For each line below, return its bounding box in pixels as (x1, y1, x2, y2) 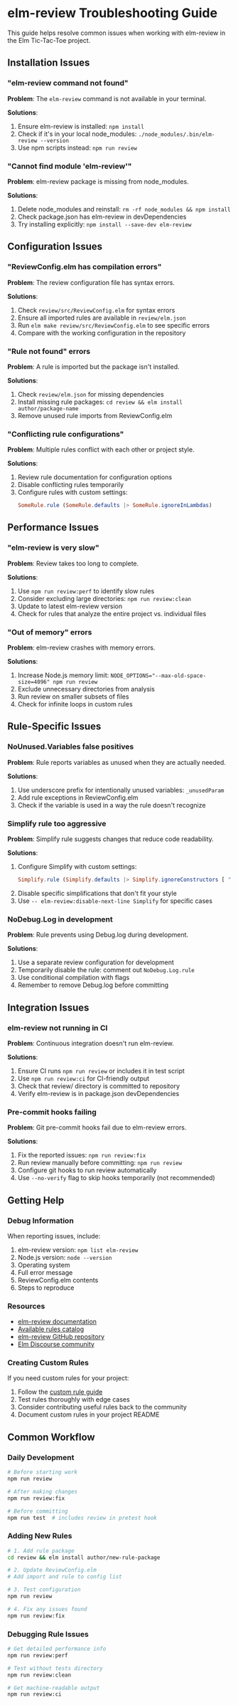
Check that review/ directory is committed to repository (17, 1081, 180, 1090)
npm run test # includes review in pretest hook (7, 1514, 158, 1521)
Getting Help (7, 1194, 65, 1206)
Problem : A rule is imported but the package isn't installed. (7, 362, 180, 371)
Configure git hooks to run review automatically (17, 1166, 157, 1174)
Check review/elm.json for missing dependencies (17, 390, 165, 398)
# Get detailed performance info (7, 1645, 107, 1653)
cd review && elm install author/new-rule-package (7, 1554, 161, 1561)
